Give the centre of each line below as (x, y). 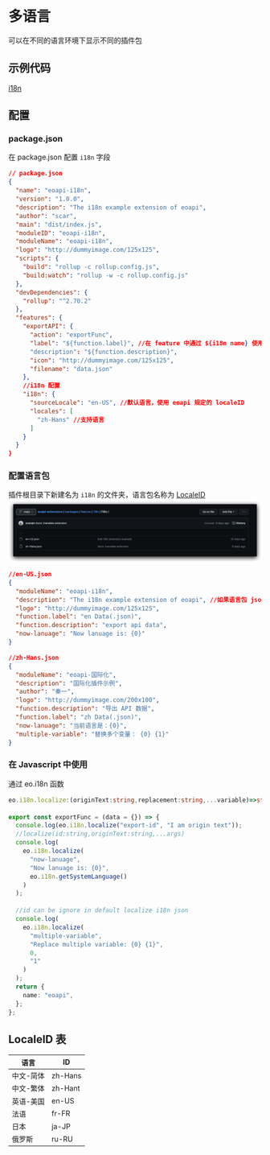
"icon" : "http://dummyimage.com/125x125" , (102, 360)
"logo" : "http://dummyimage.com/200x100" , (88, 700)
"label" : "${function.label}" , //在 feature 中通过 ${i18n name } (139, 343)
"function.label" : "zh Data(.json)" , (79, 717)
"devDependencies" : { (52, 292)
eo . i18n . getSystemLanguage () (78, 877)
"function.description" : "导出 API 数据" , (85, 709)
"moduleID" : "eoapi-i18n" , (61, 233)
